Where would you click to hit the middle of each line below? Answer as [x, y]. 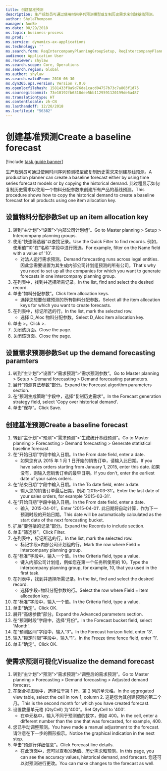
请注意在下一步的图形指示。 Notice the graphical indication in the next [84, 733]
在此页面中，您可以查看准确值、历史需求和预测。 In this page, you [87, 751]
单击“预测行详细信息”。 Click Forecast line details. [63, 745]
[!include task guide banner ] [34, 161]
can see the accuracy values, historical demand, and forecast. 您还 [89, 757]
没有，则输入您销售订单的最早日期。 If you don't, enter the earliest [87, 473]
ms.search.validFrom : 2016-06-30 [40, 79]
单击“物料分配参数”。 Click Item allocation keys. [61, 293]
